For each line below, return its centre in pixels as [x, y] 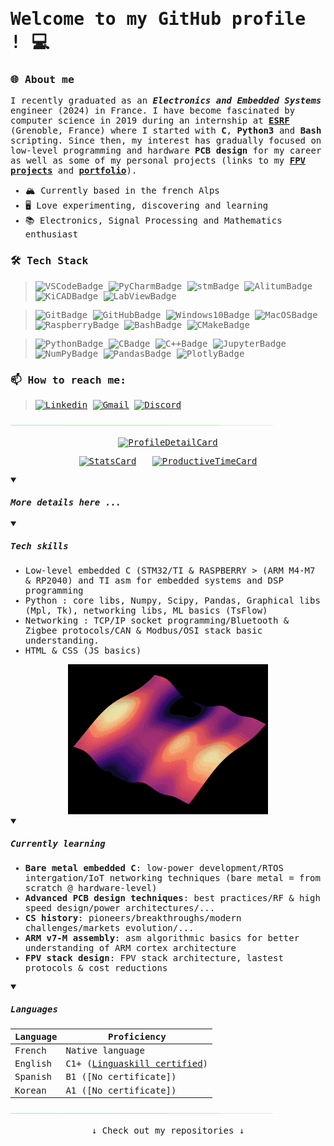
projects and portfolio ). [74, 171]
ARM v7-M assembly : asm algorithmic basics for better [162, 938]
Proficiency [137, 1036]
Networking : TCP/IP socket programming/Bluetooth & [157, 621]
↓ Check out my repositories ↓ [168, 1131]
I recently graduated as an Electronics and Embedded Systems [166, 101]
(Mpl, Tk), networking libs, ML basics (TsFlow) [146, 611]
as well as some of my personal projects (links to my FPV [158, 161]
